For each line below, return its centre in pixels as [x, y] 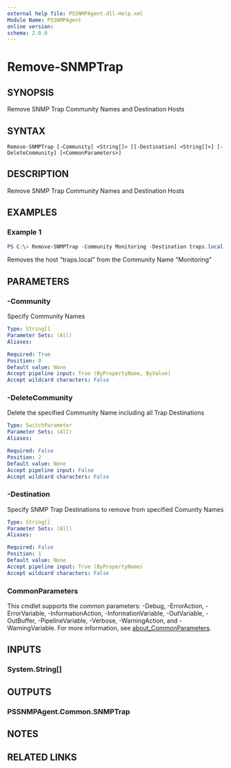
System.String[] [34, 670]
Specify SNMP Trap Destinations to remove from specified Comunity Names [115, 509]
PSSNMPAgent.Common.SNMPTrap [69, 711]
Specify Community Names [46, 316]
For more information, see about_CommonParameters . [134, 628]
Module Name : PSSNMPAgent [44, 20]
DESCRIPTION [38, 174]
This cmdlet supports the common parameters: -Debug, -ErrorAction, [106, 606]
